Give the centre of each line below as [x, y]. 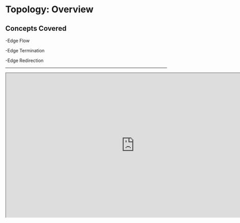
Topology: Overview [49, 9]
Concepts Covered [36, 28]
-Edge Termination [25, 50]
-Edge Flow [17, 40]
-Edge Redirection [24, 60]
